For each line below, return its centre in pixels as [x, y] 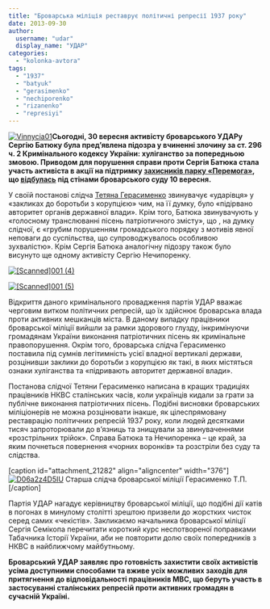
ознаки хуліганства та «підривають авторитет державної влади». [120, 371]
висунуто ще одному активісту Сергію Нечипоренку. [100, 255]
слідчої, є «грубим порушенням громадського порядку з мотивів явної [131, 229]
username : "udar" [45, 38]
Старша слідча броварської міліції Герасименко [149, 479]
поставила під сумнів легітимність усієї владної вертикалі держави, [126, 353]
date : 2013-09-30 [37, 23]
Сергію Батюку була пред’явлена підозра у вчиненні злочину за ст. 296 [135, 145]
